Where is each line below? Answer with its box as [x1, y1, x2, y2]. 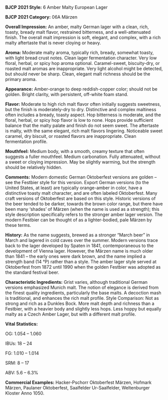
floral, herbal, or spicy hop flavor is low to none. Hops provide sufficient [5, 117, 153, 123]
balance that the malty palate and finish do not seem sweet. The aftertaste [5, 123, 159, 128]
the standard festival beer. [5, 269, 59, 275]
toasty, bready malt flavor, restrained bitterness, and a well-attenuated [5, 29, 151, 35]
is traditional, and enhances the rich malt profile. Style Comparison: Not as [5, 295, 159, 301]
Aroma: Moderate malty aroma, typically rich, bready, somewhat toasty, [5, 50, 154, 55]
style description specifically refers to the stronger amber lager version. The [5, 211, 163, 217]
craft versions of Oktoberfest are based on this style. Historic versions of [5, 196, 156, 201]
